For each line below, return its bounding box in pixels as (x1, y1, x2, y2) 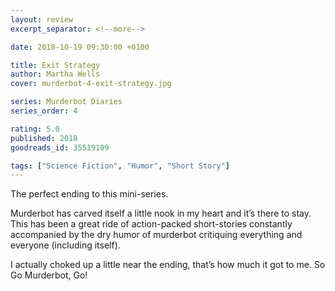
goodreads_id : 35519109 (10, 142, 110, 153)
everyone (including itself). (10, 239, 121, 251)
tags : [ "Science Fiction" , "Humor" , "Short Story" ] (10, 161, 230, 171)
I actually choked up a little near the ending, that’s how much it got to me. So (10, 259, 326, 271)
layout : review (10, 14, 74, 25)
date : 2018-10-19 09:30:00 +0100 (10, 42, 150, 52)
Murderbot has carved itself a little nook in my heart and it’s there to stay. (10, 207, 312, 220)
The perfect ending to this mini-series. (10, 188, 169, 200)
